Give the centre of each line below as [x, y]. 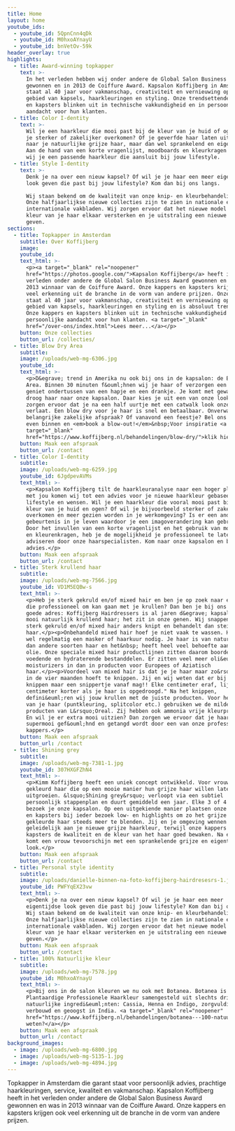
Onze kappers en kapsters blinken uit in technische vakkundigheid [126, 313]
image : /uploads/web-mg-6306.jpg [69, 359]
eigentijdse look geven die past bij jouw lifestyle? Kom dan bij [124, 906]
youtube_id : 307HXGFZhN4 [56, 770]
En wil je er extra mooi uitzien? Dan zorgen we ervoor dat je [120, 717]
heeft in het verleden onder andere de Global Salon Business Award [105, 1097]
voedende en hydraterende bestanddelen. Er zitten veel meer [117, 659]
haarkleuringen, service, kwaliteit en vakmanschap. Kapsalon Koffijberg [111, 1090]
